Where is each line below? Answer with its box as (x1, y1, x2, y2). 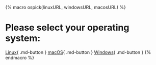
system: (5, 33, 41, 44)
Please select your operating (5, 22, 129, 33)
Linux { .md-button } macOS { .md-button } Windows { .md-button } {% (5, 49, 151, 55)
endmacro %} (5, 54, 35, 60)
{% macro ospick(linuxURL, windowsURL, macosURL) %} (5, 5, 126, 10)
